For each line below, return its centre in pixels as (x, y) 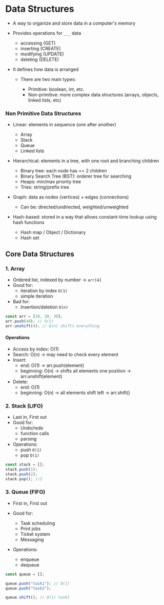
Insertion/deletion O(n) (44, 307)
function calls (35, 434)
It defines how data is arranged (46, 69)
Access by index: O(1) (36, 349)
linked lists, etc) (45, 100)
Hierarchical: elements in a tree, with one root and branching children (86, 161)
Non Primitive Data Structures (43, 113)
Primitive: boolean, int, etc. (56, 89)
